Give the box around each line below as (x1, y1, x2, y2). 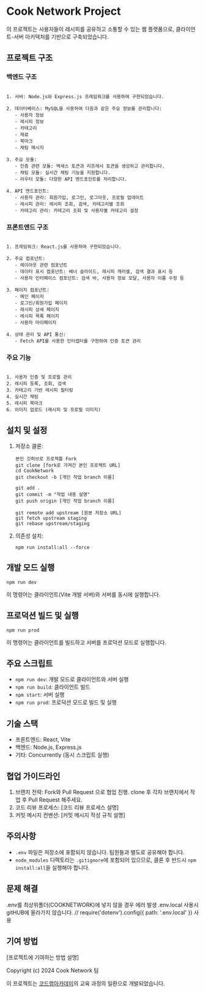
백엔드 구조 (6, 72, 37, 81)
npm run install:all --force (15, 544, 90, 551)
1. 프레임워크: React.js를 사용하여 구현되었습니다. (6, 244, 122, 250)
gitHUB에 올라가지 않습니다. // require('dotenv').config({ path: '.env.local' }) (6, 908, 193, 916)
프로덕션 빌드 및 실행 (6, 611, 79, 621)
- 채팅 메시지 (14, 144, 44, 151)
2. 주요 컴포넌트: (6, 255, 46, 261)
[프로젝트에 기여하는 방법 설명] (6, 953, 80, 961)
